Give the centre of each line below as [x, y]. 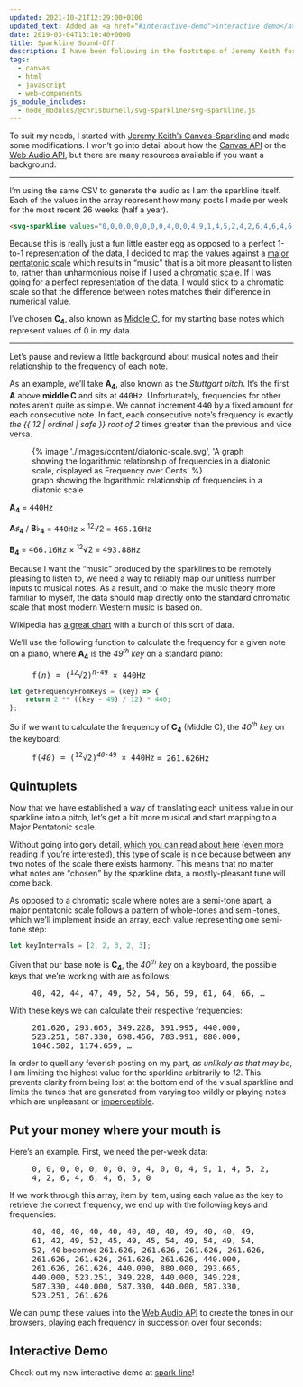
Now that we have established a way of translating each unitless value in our [151, 808]
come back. [32, 883]
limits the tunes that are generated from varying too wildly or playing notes [148, 1092]
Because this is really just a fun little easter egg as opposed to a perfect [142, 244]
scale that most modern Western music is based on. [106, 607]
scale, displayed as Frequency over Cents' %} [117, 470]
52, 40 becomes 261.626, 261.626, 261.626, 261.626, [149, 1250]
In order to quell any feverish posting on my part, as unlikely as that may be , [151, 1064]
